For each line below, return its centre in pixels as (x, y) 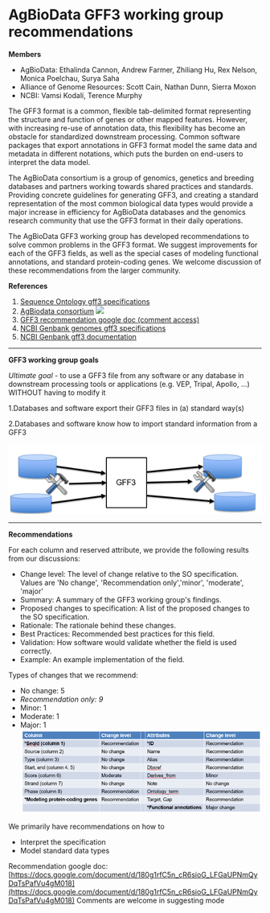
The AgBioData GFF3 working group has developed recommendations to (129, 236)
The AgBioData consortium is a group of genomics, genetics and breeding (131, 178)
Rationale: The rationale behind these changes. (98, 625)
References (28, 286)
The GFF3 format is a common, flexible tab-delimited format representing (130, 111)
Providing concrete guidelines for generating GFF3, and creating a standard (133, 195)
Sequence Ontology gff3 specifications (85, 301)
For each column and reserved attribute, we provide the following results (129, 549)
